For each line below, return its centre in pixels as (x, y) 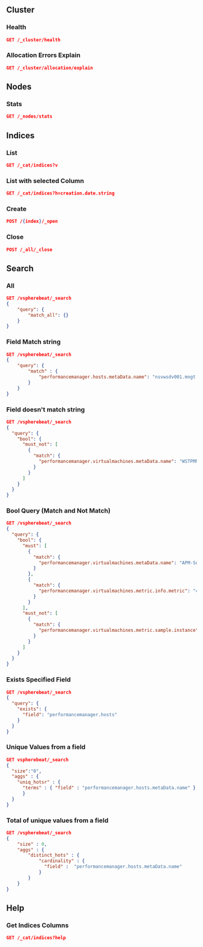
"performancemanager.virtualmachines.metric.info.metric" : (114, 591)
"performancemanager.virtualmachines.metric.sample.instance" (118, 630)
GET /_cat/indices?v (32, 165)
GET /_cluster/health (34, 40)
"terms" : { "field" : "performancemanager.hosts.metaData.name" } (109, 788)
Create (17, 208)
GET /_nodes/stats (29, 117)
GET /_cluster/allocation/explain (50, 68)
